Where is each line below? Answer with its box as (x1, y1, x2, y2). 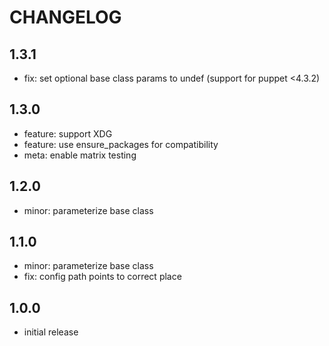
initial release (23, 326, 79, 338)
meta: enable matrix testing (23, 149, 137, 161)
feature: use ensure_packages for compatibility (23, 138, 219, 150)
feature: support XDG (23, 127, 113, 140)
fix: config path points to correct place (23, 271, 182, 283)
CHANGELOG (9, 6, 122, 29)
